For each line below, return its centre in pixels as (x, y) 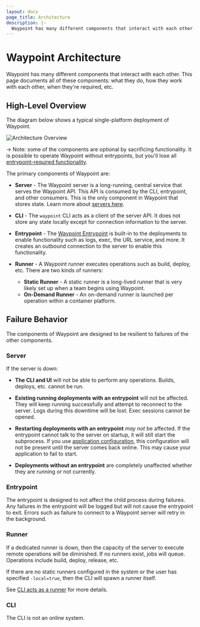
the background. (26, 519)
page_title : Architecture (38, 17)
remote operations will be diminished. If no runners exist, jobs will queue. (96, 554)
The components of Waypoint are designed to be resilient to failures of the (97, 333)
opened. (25, 417)
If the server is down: (32, 369)
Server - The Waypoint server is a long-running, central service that (98, 185)
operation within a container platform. (70, 301)
